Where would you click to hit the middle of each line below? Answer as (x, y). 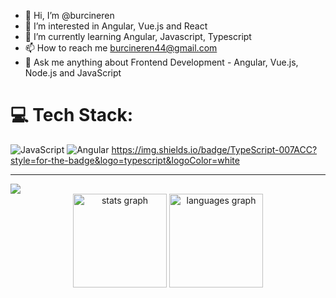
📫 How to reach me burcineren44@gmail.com (121, 48)
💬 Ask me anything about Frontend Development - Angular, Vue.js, (161, 62)
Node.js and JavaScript (73, 73)
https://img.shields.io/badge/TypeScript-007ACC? (214, 149)
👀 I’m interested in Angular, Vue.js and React (116, 26)
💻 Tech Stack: (72, 115)
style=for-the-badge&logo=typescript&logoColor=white (125, 160)
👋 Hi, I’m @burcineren (69, 15)
